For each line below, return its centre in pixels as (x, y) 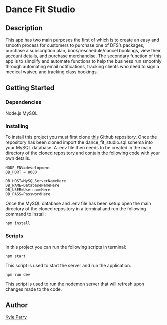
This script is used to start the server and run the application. (68, 266)
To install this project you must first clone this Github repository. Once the (81, 137)
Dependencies (23, 102)
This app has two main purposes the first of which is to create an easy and (82, 40)
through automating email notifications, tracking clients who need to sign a (82, 67)
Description (24, 28)
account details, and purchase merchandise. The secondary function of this (83, 56)
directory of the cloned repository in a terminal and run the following (76, 209)
